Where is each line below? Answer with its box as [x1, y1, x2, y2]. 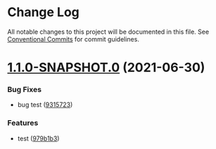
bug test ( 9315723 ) [17, 101, 73, 109]
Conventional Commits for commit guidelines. [7, 34, 139, 43]
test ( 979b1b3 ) [17, 134, 60, 143]
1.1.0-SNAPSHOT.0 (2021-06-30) [7, 60, 205, 76]
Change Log [7, 4, 80, 20]
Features [7, 118, 39, 128]
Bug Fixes [7, 85, 42, 95]
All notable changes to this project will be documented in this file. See [7, 27, 210, 36]
